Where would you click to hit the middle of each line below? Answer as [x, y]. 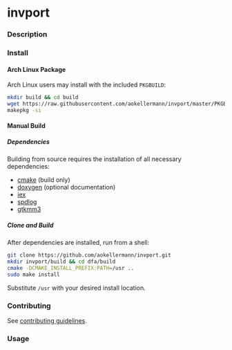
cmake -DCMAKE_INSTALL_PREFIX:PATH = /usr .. [71, 268]
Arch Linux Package [37, 69]
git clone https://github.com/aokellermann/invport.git [89, 255]
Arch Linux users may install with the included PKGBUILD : [87, 85]
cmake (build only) [43, 180]
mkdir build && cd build [43, 98]
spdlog [27, 202]
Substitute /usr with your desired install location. [77, 288]
